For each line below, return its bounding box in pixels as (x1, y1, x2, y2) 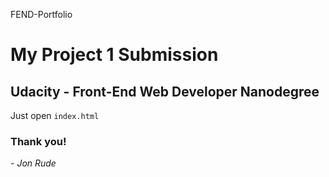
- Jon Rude (10, 157, 57, 169)
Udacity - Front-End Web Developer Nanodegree (10, 83, 320, 100)
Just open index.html (10, 110, 100, 121)
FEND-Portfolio (10, 9, 73, 20)
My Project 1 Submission (10, 44, 219, 66)
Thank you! (10, 134, 67, 148)
